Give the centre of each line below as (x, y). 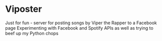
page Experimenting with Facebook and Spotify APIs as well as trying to (79, 28)
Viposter (24, 9)
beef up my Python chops (32, 33)
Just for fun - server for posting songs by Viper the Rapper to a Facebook (81, 23)
